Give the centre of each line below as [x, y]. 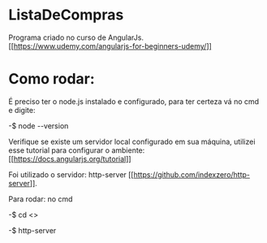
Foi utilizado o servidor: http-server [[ [71, 174]
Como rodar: [52, 79]
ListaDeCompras [66, 15]
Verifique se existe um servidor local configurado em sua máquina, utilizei [132, 141]
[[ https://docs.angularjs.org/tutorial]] [70, 158]
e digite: [22, 110]
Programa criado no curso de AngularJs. [76, 37]
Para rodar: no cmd [41, 199]
